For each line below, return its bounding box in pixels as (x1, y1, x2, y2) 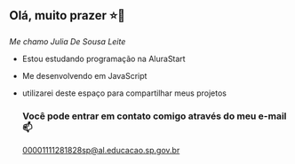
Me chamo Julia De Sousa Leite (9, 35, 126, 47)
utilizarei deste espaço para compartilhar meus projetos (21, 88, 227, 98)
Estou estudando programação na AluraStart (21, 53, 186, 64)
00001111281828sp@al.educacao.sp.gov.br (21, 145, 180, 156)
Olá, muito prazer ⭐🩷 (9, 8, 126, 23)
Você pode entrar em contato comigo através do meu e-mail (21, 110, 287, 122)
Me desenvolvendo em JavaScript (21, 70, 147, 81)
